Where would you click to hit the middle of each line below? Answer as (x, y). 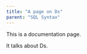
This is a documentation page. (43, 34)
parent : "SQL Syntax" (33, 17)
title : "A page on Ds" (34, 12)
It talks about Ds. (27, 46)
